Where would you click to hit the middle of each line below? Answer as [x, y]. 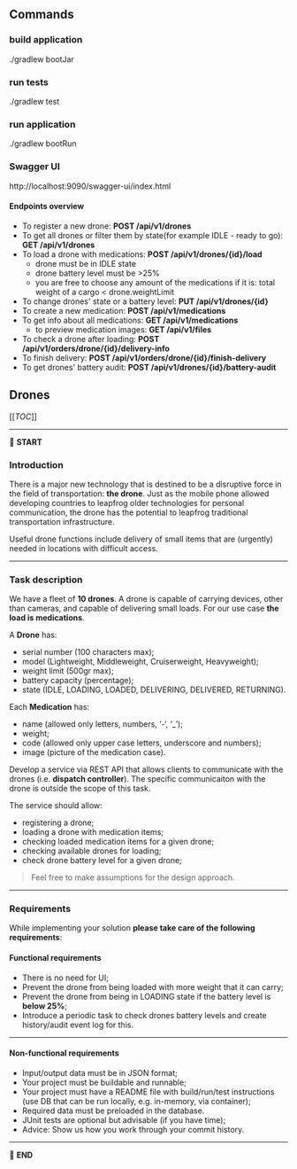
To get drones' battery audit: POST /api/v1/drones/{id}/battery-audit [149, 367]
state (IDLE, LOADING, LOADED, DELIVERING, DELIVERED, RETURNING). [154, 690]
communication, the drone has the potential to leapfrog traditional [129, 512]
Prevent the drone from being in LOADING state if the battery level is [146, 996]
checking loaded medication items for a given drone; [118, 842]
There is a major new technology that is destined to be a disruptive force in [145, 484]
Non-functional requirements [64, 1053]
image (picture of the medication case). [94, 752]
